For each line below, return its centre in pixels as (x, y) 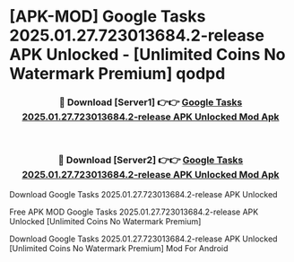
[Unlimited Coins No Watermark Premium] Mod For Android (119, 248)
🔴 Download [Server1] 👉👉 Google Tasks (151, 102)
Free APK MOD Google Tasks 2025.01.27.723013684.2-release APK (134, 212)
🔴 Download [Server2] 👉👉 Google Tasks (151, 161)
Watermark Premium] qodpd (117, 74)
